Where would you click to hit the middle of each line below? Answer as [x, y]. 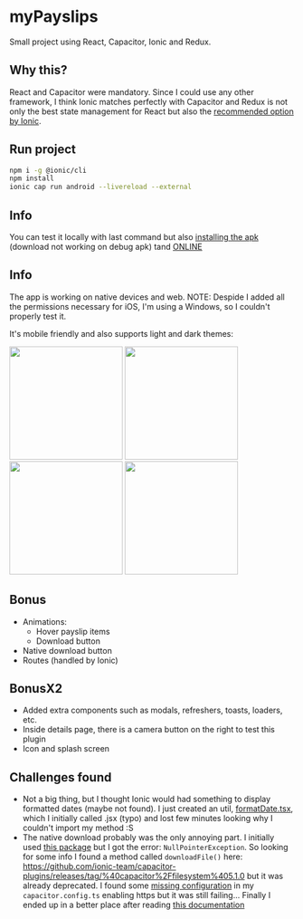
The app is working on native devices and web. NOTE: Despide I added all [147, 297]
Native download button [67, 650]
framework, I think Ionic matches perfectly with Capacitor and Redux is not [148, 101]
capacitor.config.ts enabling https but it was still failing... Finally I [147, 895]
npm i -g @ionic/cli [48, 170]
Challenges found [61, 777]
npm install [32, 178]
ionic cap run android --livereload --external [101, 187]
